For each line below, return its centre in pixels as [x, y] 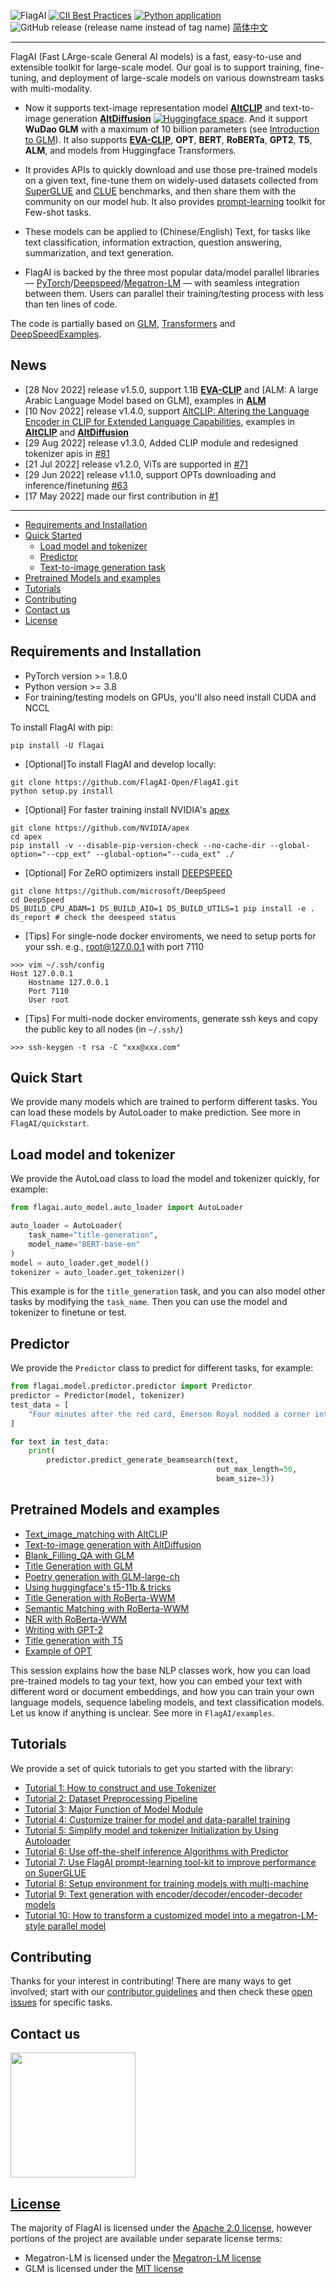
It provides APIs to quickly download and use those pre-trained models [171, 169]
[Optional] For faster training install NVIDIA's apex [127, 809]
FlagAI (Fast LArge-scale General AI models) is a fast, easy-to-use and [156, 56]
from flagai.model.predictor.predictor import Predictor [131, 1386]
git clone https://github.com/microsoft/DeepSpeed [118, 891]
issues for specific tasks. [61, 2002]
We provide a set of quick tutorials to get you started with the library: [152, 1768]
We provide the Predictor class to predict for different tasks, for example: [162, 1368]
